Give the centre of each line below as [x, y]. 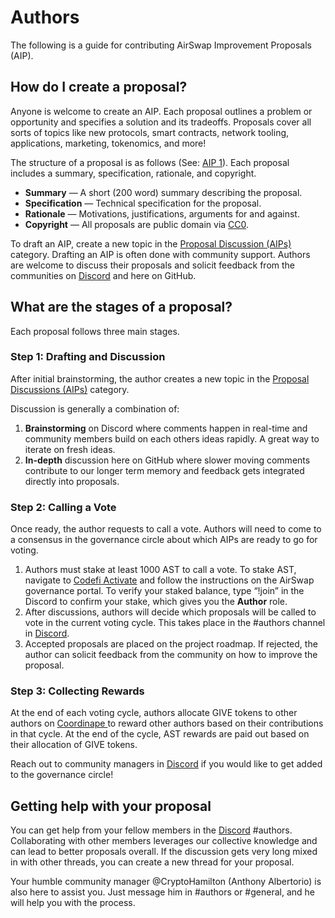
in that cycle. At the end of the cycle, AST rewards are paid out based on [160, 734]
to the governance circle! [62, 775]
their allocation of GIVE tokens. [74, 745]
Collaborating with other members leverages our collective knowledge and [164, 841]
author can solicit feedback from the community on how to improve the [171, 655]
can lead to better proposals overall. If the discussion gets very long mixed [164, 852]
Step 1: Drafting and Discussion [88, 357]
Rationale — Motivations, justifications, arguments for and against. [162, 213]
